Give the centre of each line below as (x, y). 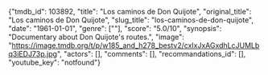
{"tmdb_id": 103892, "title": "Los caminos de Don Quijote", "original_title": (130, 12)
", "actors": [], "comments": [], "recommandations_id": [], (151, 54)
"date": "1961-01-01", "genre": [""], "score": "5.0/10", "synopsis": (115, 28)
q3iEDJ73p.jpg (33, 54)
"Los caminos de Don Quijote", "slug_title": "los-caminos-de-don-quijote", (131, 20)
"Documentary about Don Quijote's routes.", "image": (97, 37)
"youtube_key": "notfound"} (55, 62)
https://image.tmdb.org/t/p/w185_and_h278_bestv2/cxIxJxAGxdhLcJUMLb (136, 45)
